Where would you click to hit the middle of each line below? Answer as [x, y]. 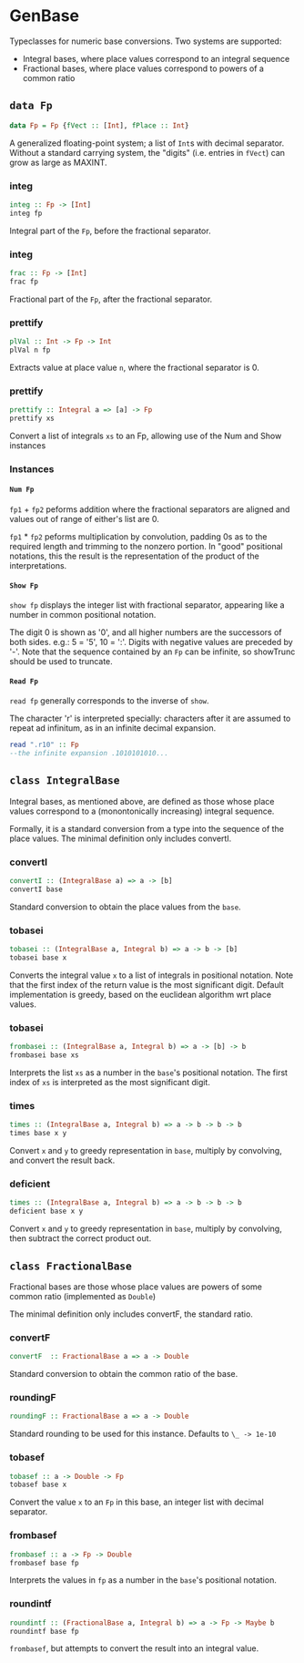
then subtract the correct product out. [81, 1238]
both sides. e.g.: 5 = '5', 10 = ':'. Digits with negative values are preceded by [151, 642]
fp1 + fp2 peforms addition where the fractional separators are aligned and [150, 509]
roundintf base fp [44, 1631]
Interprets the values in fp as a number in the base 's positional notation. [143, 1580]
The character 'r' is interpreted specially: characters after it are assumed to [150, 719]
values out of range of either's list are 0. [84, 518]
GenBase [45, 16]
